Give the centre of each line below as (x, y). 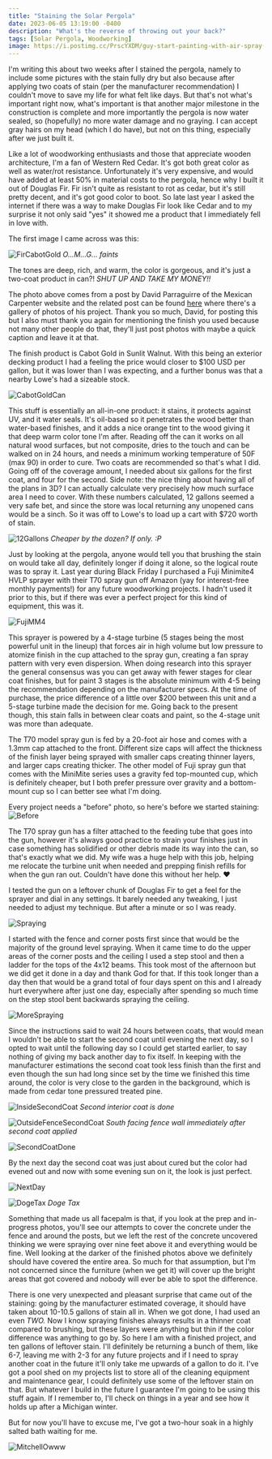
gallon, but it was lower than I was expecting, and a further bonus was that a (136, 371)
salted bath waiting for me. (53, 1431)
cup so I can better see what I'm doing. (96, 792)
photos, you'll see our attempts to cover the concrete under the (146, 1228)
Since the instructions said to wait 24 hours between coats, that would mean (136, 1031)
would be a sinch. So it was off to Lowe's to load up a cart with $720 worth (133, 514)
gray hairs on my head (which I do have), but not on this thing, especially (130, 130)
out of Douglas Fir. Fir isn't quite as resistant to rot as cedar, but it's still (127, 188)
